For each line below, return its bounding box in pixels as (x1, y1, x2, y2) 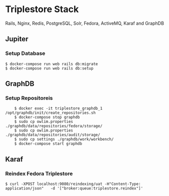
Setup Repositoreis (5, 94, 53, 101)
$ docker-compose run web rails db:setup (5, 66, 94, 71)
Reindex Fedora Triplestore (5, 170, 73, 177)
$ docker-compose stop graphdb (14, 115, 80, 120)
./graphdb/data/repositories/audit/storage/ (5, 133, 100, 138)
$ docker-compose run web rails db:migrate (5, 61, 98, 67)
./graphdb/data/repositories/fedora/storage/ (5, 123, 102, 129)
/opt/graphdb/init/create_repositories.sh (5, 110, 96, 115)
